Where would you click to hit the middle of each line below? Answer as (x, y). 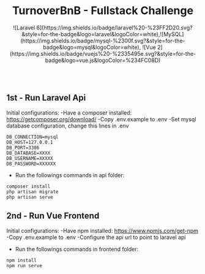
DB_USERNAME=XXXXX (30, 158)
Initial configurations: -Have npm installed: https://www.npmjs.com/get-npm (102, 230)
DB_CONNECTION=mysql (33, 137)
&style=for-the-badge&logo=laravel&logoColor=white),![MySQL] (103, 34)
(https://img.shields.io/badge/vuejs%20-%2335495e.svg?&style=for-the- (103, 53)
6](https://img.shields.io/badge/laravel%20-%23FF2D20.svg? (114, 28)
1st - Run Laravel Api (46, 98)
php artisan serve (30, 197)
